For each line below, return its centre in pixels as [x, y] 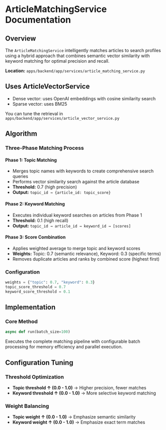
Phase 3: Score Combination [35, 237]
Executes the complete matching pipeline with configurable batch [73, 341]
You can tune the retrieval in [34, 113]
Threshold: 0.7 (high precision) [45, 187]
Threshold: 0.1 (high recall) [40, 220]
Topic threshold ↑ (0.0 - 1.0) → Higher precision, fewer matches [79, 387]
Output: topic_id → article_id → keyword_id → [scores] [71, 226]
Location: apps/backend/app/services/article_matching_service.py [75, 71]
